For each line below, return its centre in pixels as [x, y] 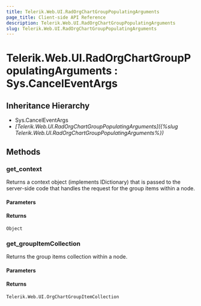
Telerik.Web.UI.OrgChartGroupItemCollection [63, 297]
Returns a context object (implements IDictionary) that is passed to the [94, 182]
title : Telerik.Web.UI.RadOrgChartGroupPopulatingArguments [83, 12]
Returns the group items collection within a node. [67, 257]
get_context [24, 169]
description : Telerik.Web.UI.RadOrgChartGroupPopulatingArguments [91, 23]
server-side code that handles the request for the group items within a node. [100, 188]
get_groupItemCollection [43, 244]
